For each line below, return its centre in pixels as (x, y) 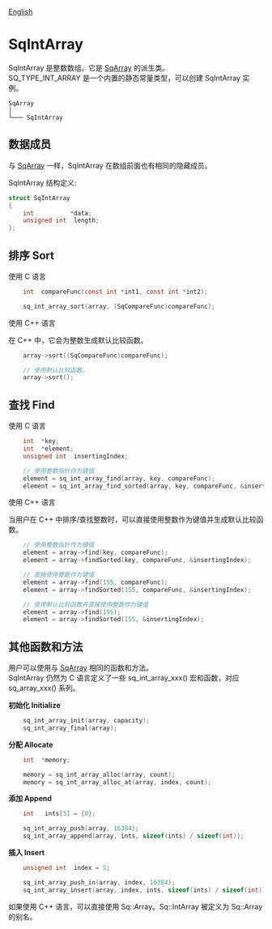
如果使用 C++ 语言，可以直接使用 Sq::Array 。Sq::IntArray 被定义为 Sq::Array (136, 906)
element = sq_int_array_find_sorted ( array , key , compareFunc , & (134, 486)
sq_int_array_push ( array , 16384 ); (81, 829)
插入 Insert (27, 853)
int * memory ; (47, 760)
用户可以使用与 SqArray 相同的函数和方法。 (81, 668)
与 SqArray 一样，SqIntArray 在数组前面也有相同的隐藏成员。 (110, 165)
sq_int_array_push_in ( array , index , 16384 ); (99, 882)
